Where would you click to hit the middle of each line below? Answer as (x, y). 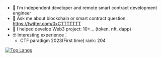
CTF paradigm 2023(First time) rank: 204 (63, 40)
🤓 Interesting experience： (40, 35)
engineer (22, 13)
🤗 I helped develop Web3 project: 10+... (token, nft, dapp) (72, 29)
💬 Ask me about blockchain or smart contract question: (70, 18)
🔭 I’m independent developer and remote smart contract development (85, 8)
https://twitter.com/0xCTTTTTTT (47, 23)
